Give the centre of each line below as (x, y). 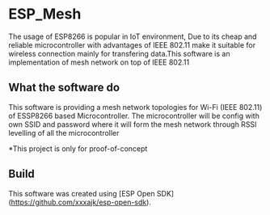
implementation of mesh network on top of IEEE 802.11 (99, 62)
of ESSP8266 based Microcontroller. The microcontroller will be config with (134, 116)
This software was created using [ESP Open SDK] (91, 193)
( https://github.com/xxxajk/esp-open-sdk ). (80, 202)
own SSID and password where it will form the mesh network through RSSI (133, 124)
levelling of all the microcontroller (64, 133)
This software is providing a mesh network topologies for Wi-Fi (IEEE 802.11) (135, 107)
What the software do (64, 88)
